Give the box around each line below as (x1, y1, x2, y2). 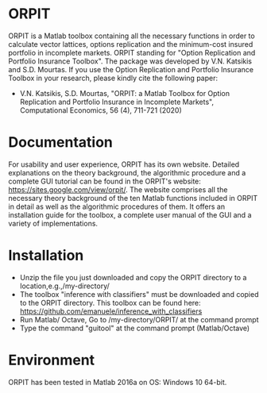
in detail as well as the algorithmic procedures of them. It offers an (8, 202, 225, 211)
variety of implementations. (8, 218, 98, 228)
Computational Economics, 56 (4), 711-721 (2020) (19, 105, 182, 115)
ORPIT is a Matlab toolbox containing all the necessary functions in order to (8, 31, 256, 40)
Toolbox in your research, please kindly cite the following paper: (8, 73, 219, 83)
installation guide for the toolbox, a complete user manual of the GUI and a (8, 210, 252, 219)
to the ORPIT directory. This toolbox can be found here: (19, 298, 201, 307)
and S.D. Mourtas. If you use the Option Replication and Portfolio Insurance (8, 64, 254, 74)
